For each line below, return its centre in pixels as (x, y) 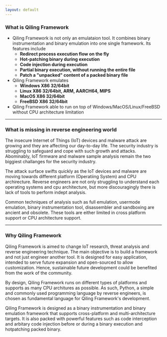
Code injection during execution (54, 64)
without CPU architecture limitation (48, 112)
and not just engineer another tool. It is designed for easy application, (76, 257)
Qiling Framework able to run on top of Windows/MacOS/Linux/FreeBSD (86, 107)
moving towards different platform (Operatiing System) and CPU (71, 177)
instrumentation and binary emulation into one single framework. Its (82, 43)
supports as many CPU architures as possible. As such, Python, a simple (80, 288)
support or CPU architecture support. (43, 218)
